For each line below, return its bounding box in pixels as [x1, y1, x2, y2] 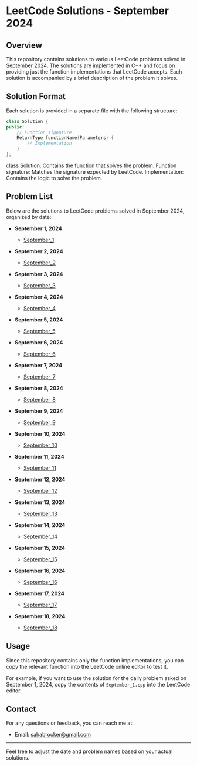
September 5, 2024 [14, 316, 63, 323]
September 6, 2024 [14, 339, 63, 346]
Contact [6, 704, 36, 714]
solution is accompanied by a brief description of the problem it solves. [6, 75, 178, 81]
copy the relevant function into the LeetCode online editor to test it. [6, 663, 168, 670]
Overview [6, 40, 43, 50]
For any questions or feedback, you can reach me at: [6, 719, 134, 727]
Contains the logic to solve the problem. [6, 174, 103, 181]
